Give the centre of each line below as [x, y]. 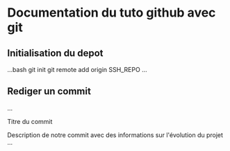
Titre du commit [30, 121]
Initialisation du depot [55, 53]
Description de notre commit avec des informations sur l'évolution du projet [115, 135]
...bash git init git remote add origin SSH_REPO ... [77, 70]
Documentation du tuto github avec [112, 13]
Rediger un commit [49, 91]
